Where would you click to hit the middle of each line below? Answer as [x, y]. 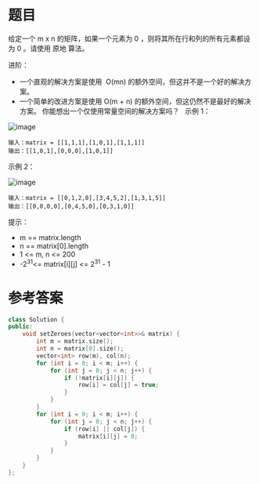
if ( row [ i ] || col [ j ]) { [104, 429]
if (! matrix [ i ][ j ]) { [99, 378]
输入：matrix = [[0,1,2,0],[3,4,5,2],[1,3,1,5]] [87, 198]
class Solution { [36, 319]
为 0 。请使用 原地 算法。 [49, 48]
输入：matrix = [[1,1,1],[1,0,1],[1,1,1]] [77, 142]
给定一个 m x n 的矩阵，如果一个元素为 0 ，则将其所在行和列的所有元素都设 [129, 38]
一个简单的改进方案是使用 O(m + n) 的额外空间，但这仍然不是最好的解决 [135, 101]
